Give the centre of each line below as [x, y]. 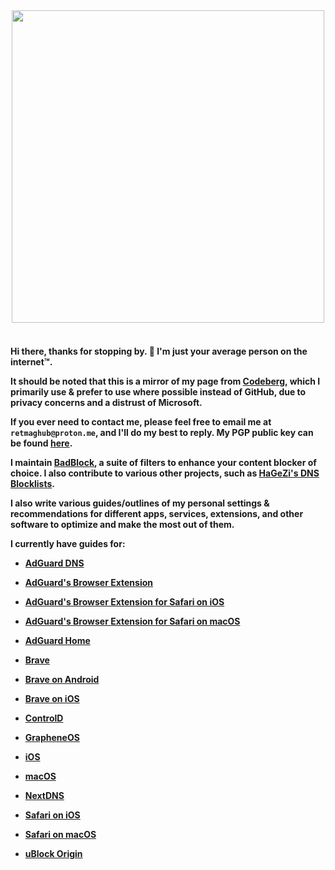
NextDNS [44, 795]
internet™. [31, 361]
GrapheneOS [52, 737]
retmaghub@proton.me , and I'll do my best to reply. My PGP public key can [162, 432]
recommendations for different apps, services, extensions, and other [157, 513]
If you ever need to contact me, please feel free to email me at [141, 421]
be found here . [41, 443]
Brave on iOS [52, 698]
